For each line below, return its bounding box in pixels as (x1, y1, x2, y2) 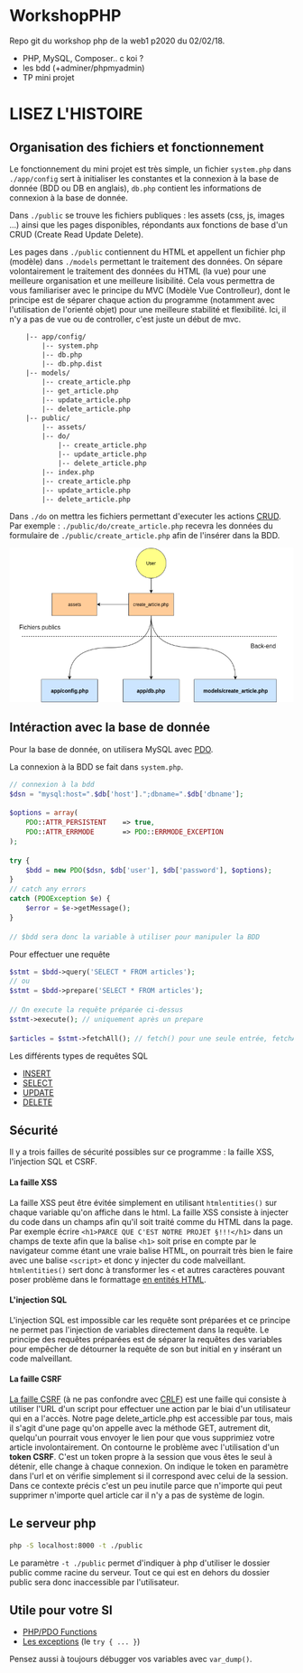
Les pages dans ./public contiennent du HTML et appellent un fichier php (9, 246, 286, 257)
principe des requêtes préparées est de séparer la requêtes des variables (9, 1333, 282, 1344)
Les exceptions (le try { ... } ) (22, 1636, 141, 1647)
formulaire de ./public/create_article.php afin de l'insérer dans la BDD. (9, 529, 280, 540)
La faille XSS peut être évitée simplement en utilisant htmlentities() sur (9, 1197, 278, 1208)
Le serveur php (9, 1516, 96, 1531)
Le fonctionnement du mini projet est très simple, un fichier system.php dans (9, 164, 291, 174)
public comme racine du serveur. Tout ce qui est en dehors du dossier (9, 1566, 271, 1577)
